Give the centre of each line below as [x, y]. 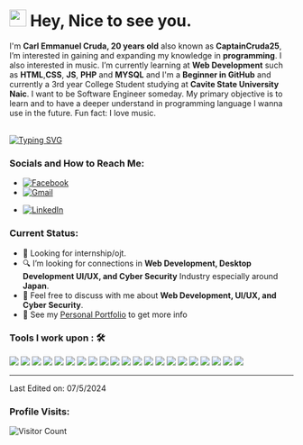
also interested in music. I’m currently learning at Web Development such [147, 65]
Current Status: [44, 233]
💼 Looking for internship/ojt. [74, 253]
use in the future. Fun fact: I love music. [83, 113]
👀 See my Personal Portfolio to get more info [105, 314]
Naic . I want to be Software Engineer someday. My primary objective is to [146, 94]
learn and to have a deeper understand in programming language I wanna [146, 103]
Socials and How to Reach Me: [77, 163]
